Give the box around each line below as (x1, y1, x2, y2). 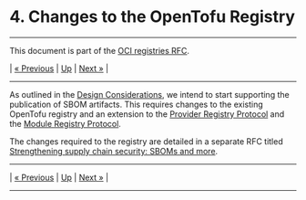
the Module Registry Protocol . (9, 118, 121, 129)
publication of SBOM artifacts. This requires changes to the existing (9, 99, 263, 110)
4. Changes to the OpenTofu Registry (9, 6, 296, 27)
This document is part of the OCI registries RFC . (9, 45, 189, 56)
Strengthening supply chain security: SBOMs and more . (9, 145, 219, 156)
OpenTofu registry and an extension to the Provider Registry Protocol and (9, 108, 285, 120)
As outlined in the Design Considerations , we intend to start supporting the (9, 89, 290, 100)
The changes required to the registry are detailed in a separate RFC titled (9, 135, 284, 147)
